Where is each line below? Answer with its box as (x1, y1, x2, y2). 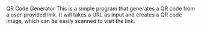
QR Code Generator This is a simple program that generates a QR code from (6, 5, 196, 12)
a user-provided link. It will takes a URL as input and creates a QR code (6, 11, 182, 18)
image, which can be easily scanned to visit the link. (6, 18, 135, 24)
